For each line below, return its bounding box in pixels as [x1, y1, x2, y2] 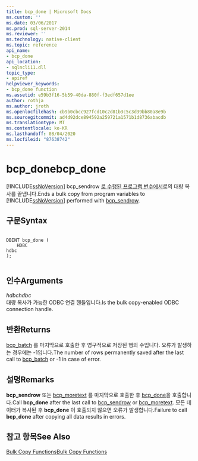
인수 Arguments [6, 275, 64, 285]
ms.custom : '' [6, 14, 42, 20]
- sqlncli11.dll [6, 64, 46, 70]
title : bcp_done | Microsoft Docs [6, 8, 92, 15]
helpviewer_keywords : [6, 81, 60, 87]
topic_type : [6, 70, 36, 76]
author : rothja [6, 97, 44, 103]
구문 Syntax [6, 216, 48, 226]
